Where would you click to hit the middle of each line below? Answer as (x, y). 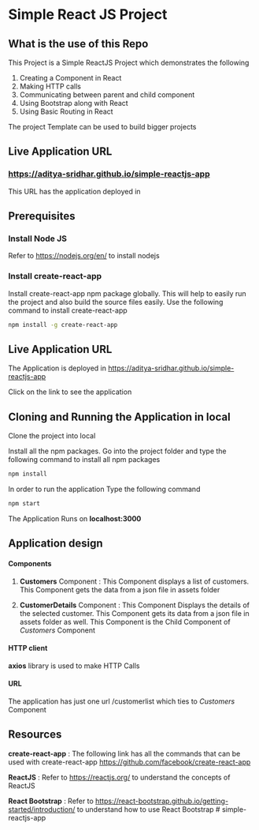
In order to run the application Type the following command (104, 489)
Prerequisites (42, 216)
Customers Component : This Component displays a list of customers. (134, 581)
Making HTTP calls (50, 86)
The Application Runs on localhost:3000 (75, 518)
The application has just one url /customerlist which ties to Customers (122, 701)
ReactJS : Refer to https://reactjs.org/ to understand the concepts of (119, 777)
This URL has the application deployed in (74, 191)
